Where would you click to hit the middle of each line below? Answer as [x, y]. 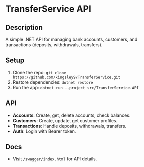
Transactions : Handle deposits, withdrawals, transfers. [69, 126]
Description [24, 28]
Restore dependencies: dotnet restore [53, 82]
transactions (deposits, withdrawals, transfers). [54, 45]
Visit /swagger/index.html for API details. [55, 159]
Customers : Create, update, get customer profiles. [65, 120]
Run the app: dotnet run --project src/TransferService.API [76, 87]
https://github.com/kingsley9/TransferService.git [66, 77]
